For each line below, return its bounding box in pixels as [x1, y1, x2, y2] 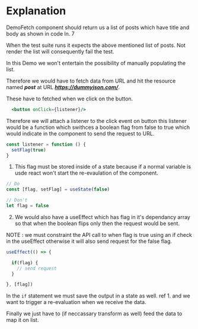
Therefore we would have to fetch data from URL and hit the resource [6, 77, 176, 84]
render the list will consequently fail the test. [6, 48, 114, 55]
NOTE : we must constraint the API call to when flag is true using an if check [6, 231, 193, 238]
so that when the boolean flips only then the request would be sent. [14, 220, 180, 227]
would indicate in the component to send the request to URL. [6, 129, 155, 137]
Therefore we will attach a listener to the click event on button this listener [6, 117, 187, 124]
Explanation [6, 4, 66, 18]
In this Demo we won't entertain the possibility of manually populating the [6, 59, 186, 67]
